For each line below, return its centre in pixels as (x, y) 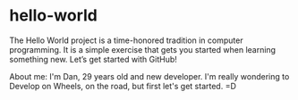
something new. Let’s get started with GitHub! (93, 59)
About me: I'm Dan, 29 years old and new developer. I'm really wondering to (149, 76)
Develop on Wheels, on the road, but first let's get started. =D (123, 86)
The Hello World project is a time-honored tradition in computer (126, 40)
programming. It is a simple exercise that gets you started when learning (142, 49)
